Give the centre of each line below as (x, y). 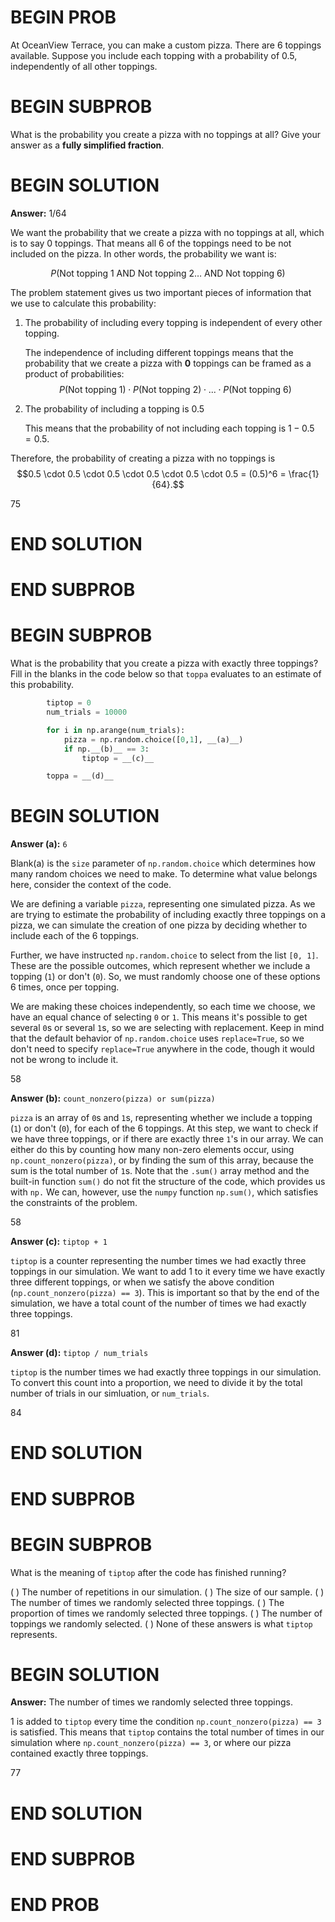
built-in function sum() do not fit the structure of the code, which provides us (168, 1182)
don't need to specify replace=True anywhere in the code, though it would (162, 1049)
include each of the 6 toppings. (75, 936)
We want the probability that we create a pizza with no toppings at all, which (167, 232)
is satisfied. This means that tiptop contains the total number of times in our (167, 1732)
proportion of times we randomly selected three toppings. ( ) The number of (166, 1613)
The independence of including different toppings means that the (159, 352)
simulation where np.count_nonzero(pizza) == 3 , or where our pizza (151, 1743)
